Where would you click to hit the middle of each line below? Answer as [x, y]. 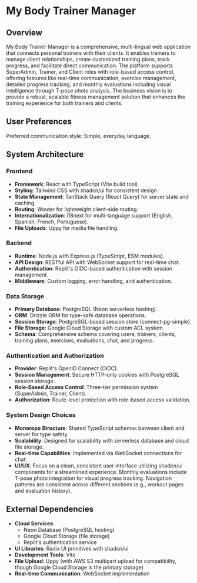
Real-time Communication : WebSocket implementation [82, 574]
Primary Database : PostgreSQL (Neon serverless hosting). [86, 309]
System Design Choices [41, 415]
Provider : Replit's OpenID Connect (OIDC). [66, 368]
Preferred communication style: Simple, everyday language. [79, 136]
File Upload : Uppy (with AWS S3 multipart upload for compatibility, [96, 561]
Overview [24, 33]
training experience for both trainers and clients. [65, 103]
